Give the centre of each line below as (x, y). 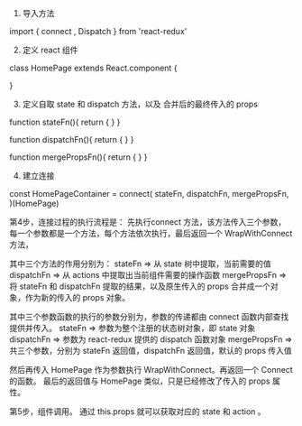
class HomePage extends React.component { (93, 68)
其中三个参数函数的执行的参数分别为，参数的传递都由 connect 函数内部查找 (149, 317)
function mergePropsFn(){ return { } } (78, 157)
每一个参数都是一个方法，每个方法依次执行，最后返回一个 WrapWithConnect (151, 233)
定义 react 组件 (50, 50)
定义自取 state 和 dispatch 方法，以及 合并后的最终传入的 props (140, 104)
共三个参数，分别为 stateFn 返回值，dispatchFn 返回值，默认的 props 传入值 (151, 351)
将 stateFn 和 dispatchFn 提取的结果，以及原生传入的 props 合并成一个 (140, 286)
